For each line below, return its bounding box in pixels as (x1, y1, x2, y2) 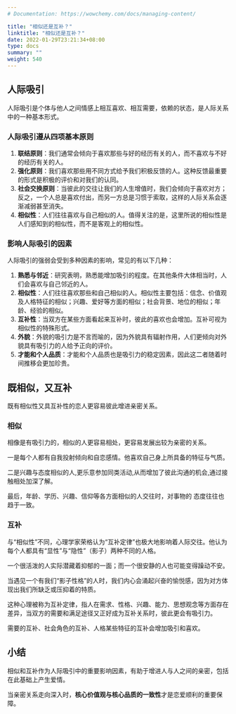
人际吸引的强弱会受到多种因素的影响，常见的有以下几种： (7, 256, 173, 265)
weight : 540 (7, 56, 42, 63)
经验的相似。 (29, 306, 67, 315)
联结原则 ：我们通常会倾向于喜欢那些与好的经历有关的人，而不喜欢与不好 (17, 149, 227, 157)
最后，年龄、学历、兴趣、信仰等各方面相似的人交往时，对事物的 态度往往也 (7, 492, 225, 501)
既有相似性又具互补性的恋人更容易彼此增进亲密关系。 (7, 402, 162, 411)
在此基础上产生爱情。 (7, 675, 69, 684)
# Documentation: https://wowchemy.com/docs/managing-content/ (7, 10, 197, 18)
